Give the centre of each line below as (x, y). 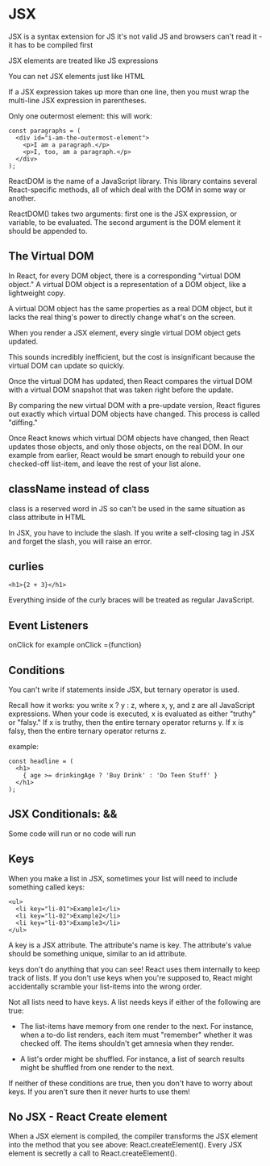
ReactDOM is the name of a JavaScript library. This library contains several (133, 181)
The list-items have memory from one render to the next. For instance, (137, 1026)
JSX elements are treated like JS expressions (83, 60)
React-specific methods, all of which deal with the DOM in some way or (127, 189)
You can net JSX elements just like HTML (77, 76)
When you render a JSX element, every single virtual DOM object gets (125, 332)
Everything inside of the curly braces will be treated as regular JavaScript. (131, 600)
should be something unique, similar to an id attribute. (98, 953)
